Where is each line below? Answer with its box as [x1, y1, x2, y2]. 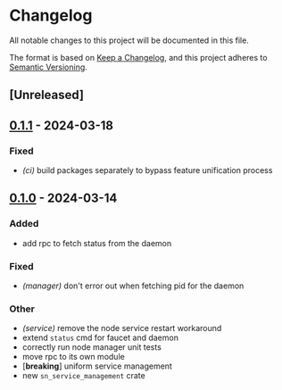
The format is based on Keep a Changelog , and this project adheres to [9, 52, 268, 62]
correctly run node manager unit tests [21, 342, 162, 353]
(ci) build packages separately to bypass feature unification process [21, 165, 273, 176]
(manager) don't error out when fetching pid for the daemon [21, 280, 245, 291]
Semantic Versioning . [9, 62, 87, 72]
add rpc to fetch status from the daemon [21, 237, 172, 248]
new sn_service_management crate [21, 370, 145, 381]
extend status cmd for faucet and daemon [21, 332, 178, 344]
